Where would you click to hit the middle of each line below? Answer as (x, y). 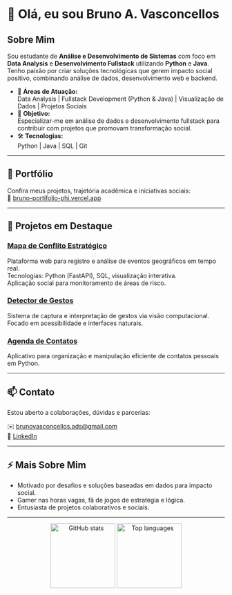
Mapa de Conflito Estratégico (57, 246)
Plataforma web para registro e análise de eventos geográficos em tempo (112, 261)
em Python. (23, 363)
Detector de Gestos (40, 301)
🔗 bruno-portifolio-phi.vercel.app (54, 198)
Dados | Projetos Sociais (52, 106)
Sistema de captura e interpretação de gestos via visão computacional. (108, 315)
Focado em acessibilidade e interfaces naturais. (75, 323)
